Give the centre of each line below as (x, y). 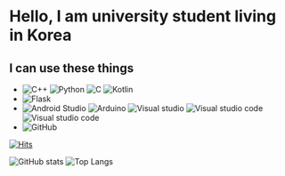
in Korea (41, 35)
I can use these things (72, 68)
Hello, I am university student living (143, 16)
